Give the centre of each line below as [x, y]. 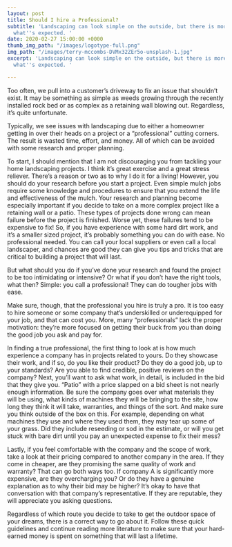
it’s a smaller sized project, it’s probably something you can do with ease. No [116, 235]
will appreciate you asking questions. [60, 500]
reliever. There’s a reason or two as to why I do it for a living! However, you [113, 176]
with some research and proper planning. [66, 148]
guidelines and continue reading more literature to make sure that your [107, 528]
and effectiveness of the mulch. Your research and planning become [105, 198]
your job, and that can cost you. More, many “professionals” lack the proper [115, 320]
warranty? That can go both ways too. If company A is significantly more [110, 471]
